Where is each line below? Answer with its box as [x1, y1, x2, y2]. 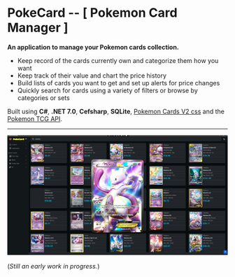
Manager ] [7, 20, 69, 36]
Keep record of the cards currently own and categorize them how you [17, 56, 219, 64]
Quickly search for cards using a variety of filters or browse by [17, 86, 198, 94]
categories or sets [17, 93, 70, 102]
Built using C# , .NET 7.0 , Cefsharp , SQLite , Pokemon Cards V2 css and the [7, 107, 225, 115]
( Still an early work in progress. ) [7, 262, 100, 271]
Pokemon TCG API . [7, 114, 63, 123]
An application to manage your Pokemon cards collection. [7, 43, 180, 51]
